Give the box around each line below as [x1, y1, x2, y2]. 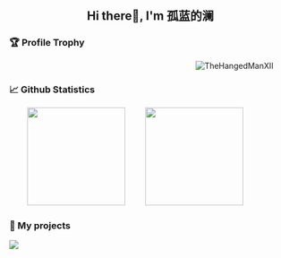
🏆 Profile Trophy [9, 37, 85, 49]
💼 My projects [9, 219, 72, 231]
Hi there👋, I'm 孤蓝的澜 [86, 8, 215, 24]
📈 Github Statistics [9, 83, 96, 96]
